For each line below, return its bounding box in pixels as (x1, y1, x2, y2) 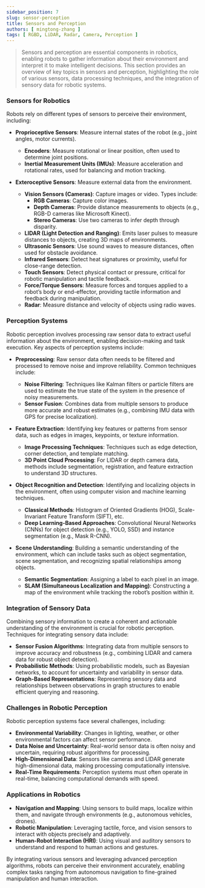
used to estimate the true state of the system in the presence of (24, 387, 185, 394)
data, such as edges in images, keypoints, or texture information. (15, 431, 179, 438)
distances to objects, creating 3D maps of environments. (24, 236, 168, 243)
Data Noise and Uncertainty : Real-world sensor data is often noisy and (15, 743, 196, 750)
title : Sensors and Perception (6, 20, 86, 26)
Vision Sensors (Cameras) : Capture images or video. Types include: (24, 191, 198, 198)
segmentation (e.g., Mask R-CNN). (24, 532, 112, 540)
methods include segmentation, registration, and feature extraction (24, 462, 193, 470)
